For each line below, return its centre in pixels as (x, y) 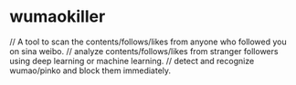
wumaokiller (58, 17)
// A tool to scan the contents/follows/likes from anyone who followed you (148, 42)
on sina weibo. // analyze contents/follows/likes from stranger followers (144, 51)
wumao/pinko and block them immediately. (90, 71)
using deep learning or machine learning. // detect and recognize (132, 61)
